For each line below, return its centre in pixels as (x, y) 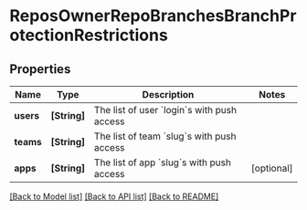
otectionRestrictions (89, 35)
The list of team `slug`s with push (165, 136)
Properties (40, 69)
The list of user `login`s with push (166, 110)
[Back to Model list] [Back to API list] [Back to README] (114, 196)
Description (168, 94)
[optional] (272, 168)
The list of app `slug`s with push (163, 163)
